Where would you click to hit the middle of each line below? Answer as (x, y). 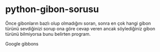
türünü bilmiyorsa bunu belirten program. (48, 34)
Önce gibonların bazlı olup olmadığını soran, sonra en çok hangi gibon (78, 23)
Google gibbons (22, 43)
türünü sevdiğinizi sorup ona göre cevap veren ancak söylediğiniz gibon (80, 28)
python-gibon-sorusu (52, 9)
